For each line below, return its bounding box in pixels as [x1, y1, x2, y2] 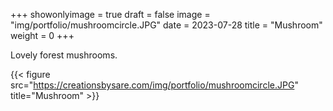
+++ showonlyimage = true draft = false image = [10, 9, 211, 20]
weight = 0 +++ [10, 30, 75, 41]
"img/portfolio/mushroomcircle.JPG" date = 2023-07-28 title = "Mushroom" [10, 19, 323, 31]
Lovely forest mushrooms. [10, 49, 118, 61]
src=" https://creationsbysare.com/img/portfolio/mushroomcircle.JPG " [10, 79, 299, 91]
